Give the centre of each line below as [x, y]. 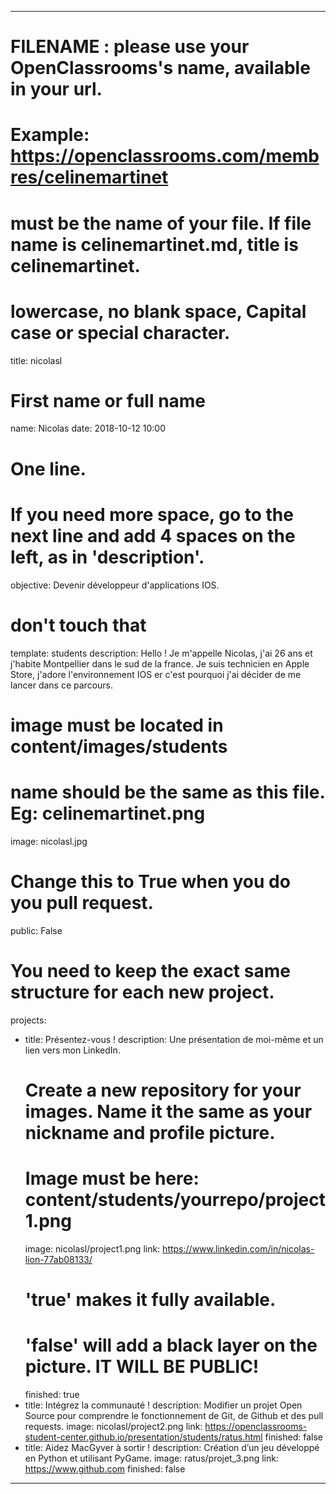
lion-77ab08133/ [58, 1259]
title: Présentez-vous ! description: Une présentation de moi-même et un [174, 1039]
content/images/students [119, 746]
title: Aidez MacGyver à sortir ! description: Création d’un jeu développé [172, 1447]
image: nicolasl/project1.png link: [92, 1248]
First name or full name [108, 400]
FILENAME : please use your [130, 47]
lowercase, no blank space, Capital [158, 311]
